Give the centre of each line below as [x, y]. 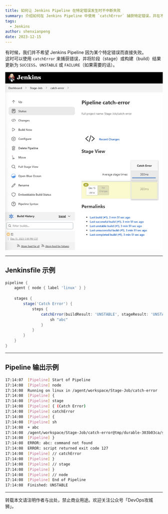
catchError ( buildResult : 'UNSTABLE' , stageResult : [95, 314]
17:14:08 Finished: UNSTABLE [37, 485]
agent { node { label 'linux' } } [50, 288]
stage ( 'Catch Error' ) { [48, 304]
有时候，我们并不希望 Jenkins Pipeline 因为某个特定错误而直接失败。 [76, 52]
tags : [11, 21]
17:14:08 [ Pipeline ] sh [31, 422]
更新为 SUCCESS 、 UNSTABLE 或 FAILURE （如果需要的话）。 [61, 65]
